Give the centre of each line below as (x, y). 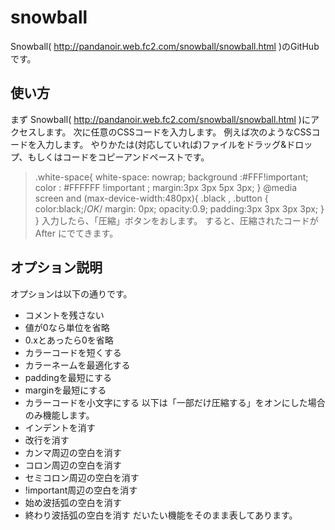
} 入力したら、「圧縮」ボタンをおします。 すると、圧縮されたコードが (176, 220)
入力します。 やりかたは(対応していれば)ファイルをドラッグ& (161, 144)
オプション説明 (56, 267)
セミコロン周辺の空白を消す (82, 477)
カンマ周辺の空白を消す (73, 452)
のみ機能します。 (59, 415)
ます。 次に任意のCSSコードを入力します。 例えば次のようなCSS (178, 132)
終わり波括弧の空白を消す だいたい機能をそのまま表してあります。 (161, 515)
